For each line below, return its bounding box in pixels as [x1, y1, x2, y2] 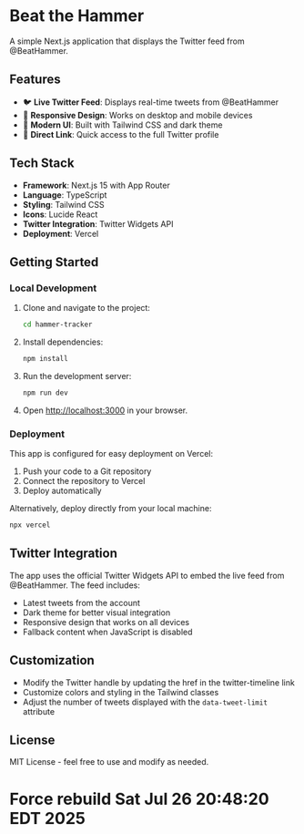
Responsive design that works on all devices [22, 616, 189, 627]
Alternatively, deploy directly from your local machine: [9, 503, 212, 514]
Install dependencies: [22, 336, 104, 347]
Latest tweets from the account [22, 597, 141, 608]
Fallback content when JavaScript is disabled [22, 626, 193, 637]
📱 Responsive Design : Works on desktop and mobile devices [22, 109, 253, 120]
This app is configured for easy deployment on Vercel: [9, 448, 214, 459]
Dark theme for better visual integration [22, 607, 171, 618]
